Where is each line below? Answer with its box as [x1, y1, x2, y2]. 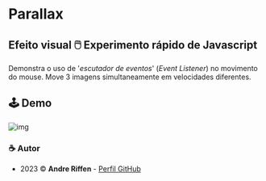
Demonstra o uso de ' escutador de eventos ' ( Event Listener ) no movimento [8, 64, 258, 73]
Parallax [8, 5, 64, 23]
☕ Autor [8, 142, 40, 154]
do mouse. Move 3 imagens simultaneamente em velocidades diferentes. [8, 72, 251, 82]
